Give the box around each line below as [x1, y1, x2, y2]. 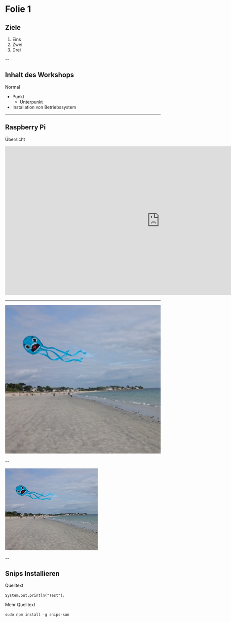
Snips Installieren [5, 569, 60, 578]
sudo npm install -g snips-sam [5, 612, 70, 618]
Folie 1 [5, 3, 31, 15]
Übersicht [5, 136, 26, 142]
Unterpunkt [19, 99, 43, 105]
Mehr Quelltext [5, 602, 36, 608]
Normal [5, 84, 20, 90]
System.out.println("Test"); [5, 593, 65, 598]
